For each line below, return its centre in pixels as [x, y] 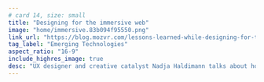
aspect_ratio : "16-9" [44, 52]
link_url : [24, 37]
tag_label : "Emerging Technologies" [68, 45]
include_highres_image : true [56, 59]
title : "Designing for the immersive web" [79, 23]
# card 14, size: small [47, 15]
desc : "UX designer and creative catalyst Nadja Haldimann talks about [128, 66]
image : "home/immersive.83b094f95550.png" [79, 30]
